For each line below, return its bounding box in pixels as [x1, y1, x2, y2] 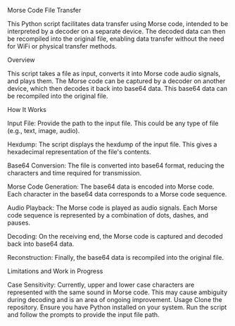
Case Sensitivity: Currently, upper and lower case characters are [7, 281, 195, 289]
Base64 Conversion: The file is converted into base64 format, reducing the [7, 161, 225, 170]
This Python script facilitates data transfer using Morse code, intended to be [7, 20, 229, 27]
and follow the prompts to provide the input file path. [7, 311, 160, 319]
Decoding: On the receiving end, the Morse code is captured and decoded [7, 232, 223, 240]
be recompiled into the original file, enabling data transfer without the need [7, 35, 224, 43]
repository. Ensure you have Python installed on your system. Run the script [7, 303, 227, 311]
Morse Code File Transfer [7, 6, 82, 14]
